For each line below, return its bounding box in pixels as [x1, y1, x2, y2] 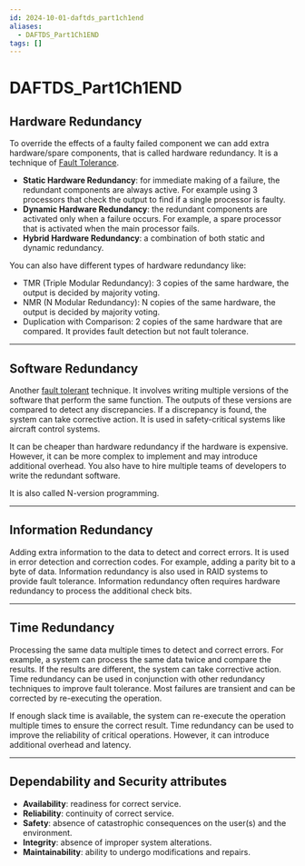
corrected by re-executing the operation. [9, 692, 162, 703]
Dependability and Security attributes [9, 774, 228, 790]
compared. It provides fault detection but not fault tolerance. [22, 326, 250, 337]
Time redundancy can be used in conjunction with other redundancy [9, 673, 266, 684]
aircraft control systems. [9, 423, 101, 434]
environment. [22, 827, 73, 838]
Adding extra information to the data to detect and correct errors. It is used [9, 546, 290, 557]
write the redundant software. [9, 470, 121, 482]
